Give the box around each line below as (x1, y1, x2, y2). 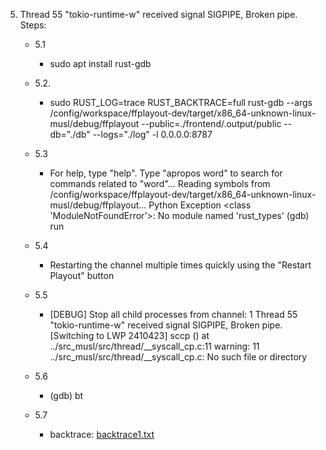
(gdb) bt (49, 390, 84, 401)
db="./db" (49, 129, 91, 140)
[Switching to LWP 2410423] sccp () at (49, 330, 210, 341)
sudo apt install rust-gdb (49, 58, 152, 69)
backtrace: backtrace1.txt (49, 429, 155, 440)
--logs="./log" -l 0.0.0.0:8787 (92, 129, 213, 140)
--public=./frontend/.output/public (141, 118, 282, 129)
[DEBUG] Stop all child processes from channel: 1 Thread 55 (49, 309, 298, 320)
